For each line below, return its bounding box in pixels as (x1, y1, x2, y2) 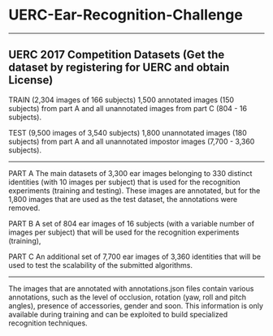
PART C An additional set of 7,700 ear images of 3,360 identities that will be (8, 252, 262, 261)
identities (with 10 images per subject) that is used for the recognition (8, 177, 241, 187)
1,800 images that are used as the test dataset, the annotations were (8, 194, 238, 204)
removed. (8, 203, 41, 213)
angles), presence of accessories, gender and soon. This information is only (8, 300, 264, 310)
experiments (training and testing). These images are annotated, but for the (8, 185, 261, 196)
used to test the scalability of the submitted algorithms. (8, 260, 193, 269)
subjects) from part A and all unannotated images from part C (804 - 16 (8, 103, 248, 113)
